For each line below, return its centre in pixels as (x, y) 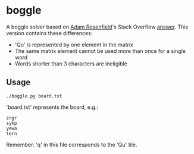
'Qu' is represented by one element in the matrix (74, 45)
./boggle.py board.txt (34, 96)
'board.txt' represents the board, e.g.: (52, 107)
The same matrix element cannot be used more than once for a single (100, 51)
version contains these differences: (49, 33)
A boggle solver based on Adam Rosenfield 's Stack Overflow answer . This (97, 27)
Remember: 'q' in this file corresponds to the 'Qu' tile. (72, 144)
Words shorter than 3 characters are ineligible (71, 64)
